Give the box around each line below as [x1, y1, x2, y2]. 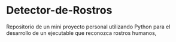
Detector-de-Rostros [6, 4, 113, 17]
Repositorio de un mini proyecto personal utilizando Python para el [6, 23, 171, 30]
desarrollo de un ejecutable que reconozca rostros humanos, [6, 29, 157, 36]
